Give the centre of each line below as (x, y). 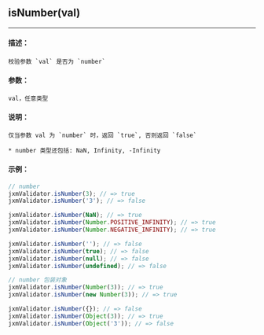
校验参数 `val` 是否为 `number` (57, 62)
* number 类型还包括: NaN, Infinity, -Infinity (84, 151)
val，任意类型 (28, 99)
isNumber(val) (44, 13)
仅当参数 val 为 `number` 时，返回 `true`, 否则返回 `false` (103, 136)
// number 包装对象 (38, 280)
